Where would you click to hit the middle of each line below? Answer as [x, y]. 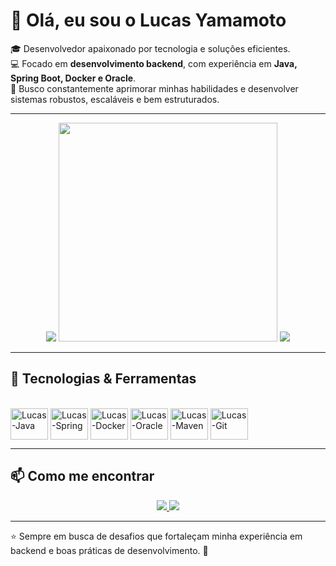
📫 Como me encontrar [82, 476]
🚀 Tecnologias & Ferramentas [103, 379]
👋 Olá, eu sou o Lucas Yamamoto [148, 20]
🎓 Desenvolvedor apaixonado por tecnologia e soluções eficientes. [150, 48]
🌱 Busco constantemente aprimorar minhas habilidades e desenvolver [154, 88]
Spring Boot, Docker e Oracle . [73, 78]
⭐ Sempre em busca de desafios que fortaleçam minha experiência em [156, 536]
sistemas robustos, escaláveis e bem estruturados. [115, 99]
